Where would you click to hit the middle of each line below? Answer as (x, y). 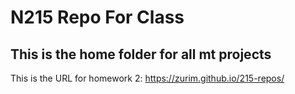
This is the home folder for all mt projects (141, 54)
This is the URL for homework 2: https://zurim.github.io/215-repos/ (147, 78)
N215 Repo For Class (97, 17)
